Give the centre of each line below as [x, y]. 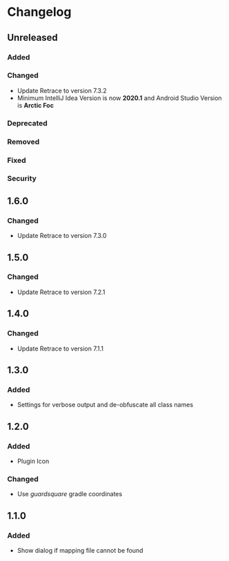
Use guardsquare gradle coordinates [70, 494]
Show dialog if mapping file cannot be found [80, 550]
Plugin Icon [33, 461]
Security [22, 179]
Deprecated [28, 123]
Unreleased [33, 38]
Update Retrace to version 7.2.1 [61, 292]
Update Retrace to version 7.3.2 [62, 90]
